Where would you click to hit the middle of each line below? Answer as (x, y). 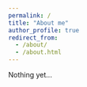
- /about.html (38, 52)
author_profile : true (44, 30)
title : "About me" (38, 23)
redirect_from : (33, 38)
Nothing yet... (30, 75)
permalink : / (30, 15)
